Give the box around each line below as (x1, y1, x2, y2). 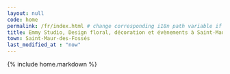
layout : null (7, 10, 44, 17)
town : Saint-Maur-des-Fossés (7, 35, 90, 42)
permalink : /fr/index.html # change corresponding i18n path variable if (7, 22, 222, 29)
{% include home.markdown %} (7, 60, 97, 68)
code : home (7, 16, 38, 23)
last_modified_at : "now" (7, 41, 81, 48)
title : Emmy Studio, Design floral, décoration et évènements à (7, 29, 194, 36)
